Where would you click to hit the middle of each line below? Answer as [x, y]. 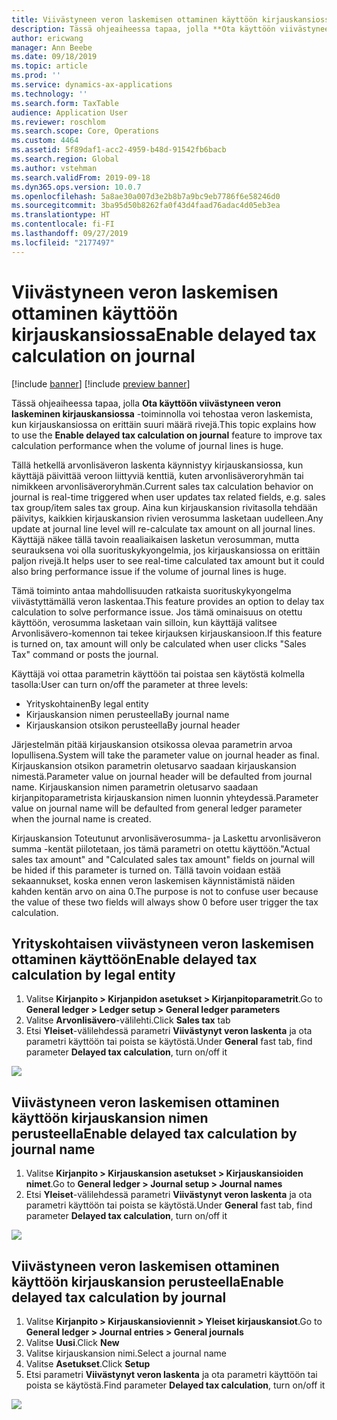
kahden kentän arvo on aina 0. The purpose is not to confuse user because [165, 891]
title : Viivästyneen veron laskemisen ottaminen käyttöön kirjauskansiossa [172, 19]
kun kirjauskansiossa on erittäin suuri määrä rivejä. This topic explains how [164, 424]
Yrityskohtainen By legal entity [87, 703]
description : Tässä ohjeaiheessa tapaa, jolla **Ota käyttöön [143, 29]
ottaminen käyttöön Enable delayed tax [134, 959]
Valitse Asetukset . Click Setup [88, 1364]
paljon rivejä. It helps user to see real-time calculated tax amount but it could [168, 560]
